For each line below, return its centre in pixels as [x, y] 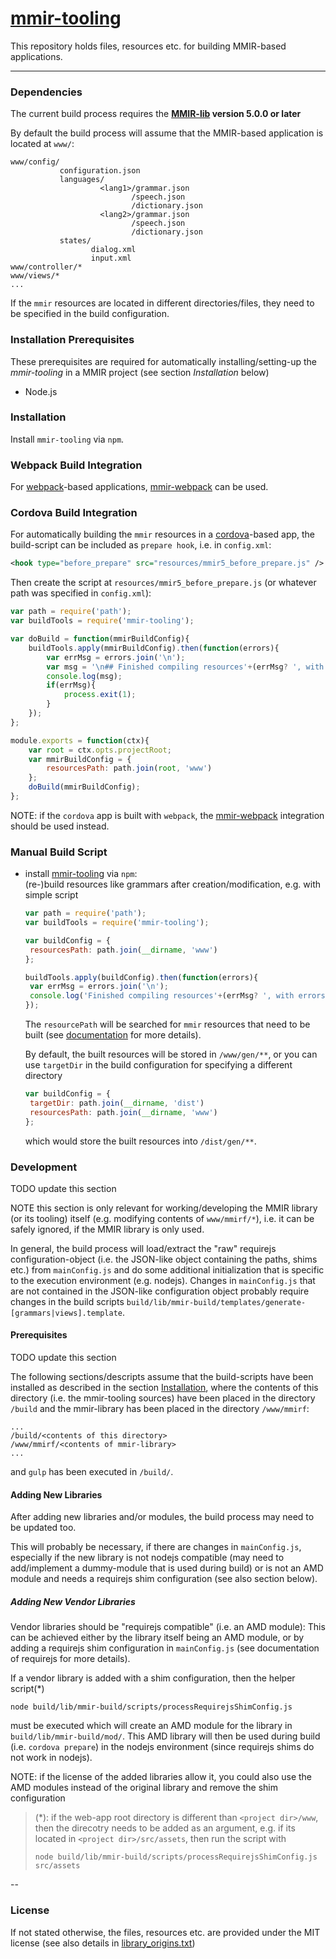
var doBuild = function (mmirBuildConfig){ [100, 639]
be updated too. [43, 1528]
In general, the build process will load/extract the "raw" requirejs [143, 1248]
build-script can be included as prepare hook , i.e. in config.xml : [141, 545]
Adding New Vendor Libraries [73, 1601]
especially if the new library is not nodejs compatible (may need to [147, 1558]
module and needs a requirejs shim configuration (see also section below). [164, 1579]
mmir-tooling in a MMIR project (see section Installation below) [140, 372]
